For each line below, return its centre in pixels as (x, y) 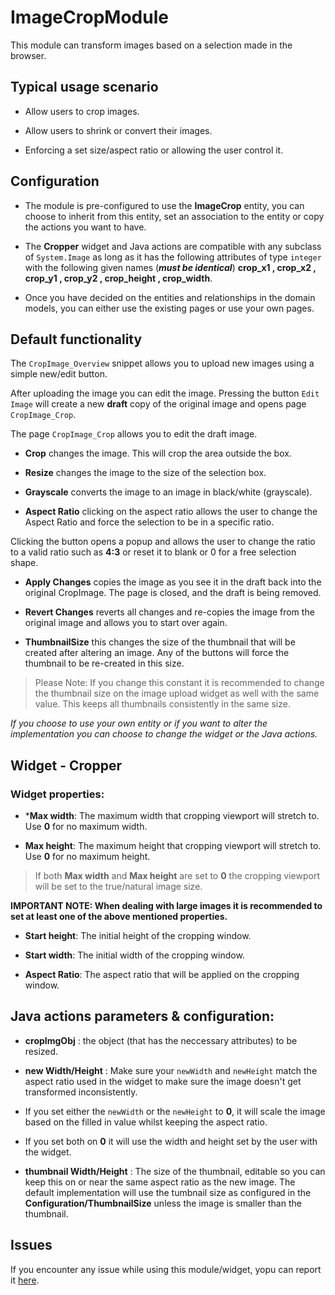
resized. (41, 1051)
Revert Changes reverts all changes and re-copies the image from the (169, 612)
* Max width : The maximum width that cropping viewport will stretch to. (172, 816)
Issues (31, 1245)
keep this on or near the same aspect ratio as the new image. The (160, 1182)
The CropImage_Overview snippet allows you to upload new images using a (162, 363)
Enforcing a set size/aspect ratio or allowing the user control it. (154, 150)
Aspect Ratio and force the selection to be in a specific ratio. (149, 522)
